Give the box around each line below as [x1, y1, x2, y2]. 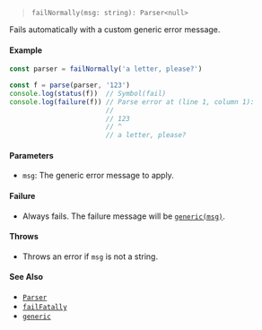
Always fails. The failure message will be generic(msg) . [22, 211, 226, 221]
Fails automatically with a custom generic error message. [9, 24, 221, 35]
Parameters [9, 150, 54, 161]
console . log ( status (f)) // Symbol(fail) [9, 89, 167, 98]
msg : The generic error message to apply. [22, 170, 175, 181]
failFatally [22, 303, 67, 312]
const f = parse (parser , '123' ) [9, 81, 130, 90]
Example [9, 45, 43, 56]
